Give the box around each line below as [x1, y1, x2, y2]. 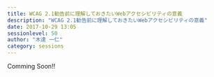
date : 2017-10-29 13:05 [7, 23, 77, 30]
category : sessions [7, 43, 64, 50]
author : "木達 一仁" [7, 36, 63, 43]
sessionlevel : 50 [7, 29, 58, 37]
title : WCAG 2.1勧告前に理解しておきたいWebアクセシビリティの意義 [7, 10, 183, 17]
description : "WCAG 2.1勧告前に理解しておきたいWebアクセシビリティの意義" [7, 17, 208, 24]
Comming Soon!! [7, 62, 56, 70]
